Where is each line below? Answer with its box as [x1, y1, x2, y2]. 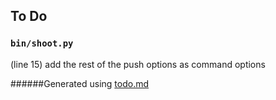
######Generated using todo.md [10, 77, 150, 89]
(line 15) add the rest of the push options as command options [10, 58, 266, 70]
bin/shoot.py [10, 38, 74, 49]
